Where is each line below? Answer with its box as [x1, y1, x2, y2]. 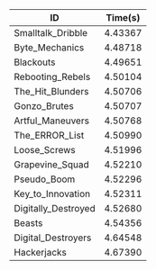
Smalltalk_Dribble [14, 27, 88, 39]
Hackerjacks [14, 247, 68, 258]
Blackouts [14, 56, 56, 68]
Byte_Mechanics [14, 41, 85, 53]
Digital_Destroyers [14, 231, 92, 244]
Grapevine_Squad [14, 158, 90, 170]
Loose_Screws [14, 144, 77, 156]
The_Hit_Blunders [14, 85, 89, 97]
